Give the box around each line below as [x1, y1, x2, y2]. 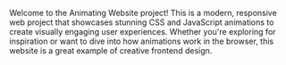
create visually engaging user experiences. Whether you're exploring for [9, 27, 276, 37]
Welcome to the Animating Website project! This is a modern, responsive [9, 8, 277, 18]
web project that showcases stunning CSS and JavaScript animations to [9, 17, 274, 28]
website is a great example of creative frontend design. [9, 45, 213, 56]
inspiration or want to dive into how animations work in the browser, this [9, 36, 274, 46]
